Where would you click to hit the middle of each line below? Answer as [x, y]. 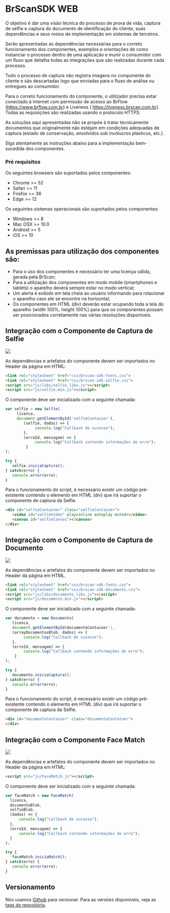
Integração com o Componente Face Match [75, 740]
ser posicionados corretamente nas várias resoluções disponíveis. [82, 315]
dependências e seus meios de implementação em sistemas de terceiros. [82, 34]
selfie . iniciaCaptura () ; [38, 465]
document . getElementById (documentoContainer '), [63, 628]
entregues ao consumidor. [33, 86]
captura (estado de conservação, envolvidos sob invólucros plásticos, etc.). [85, 133]
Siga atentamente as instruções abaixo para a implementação [70, 143]
